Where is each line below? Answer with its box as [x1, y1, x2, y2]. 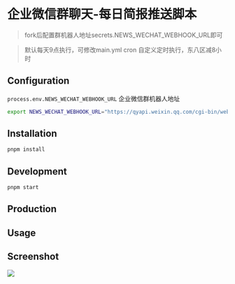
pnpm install [7, 146, 45, 154]
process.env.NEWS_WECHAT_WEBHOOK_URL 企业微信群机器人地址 [7, 94, 180, 103]
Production [7, 203, 57, 215]
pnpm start [7, 184, 39, 191]
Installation [7, 128, 57, 140]
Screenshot [7, 251, 59, 262]
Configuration [7, 75, 70, 87]
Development [7, 165, 68, 177]
